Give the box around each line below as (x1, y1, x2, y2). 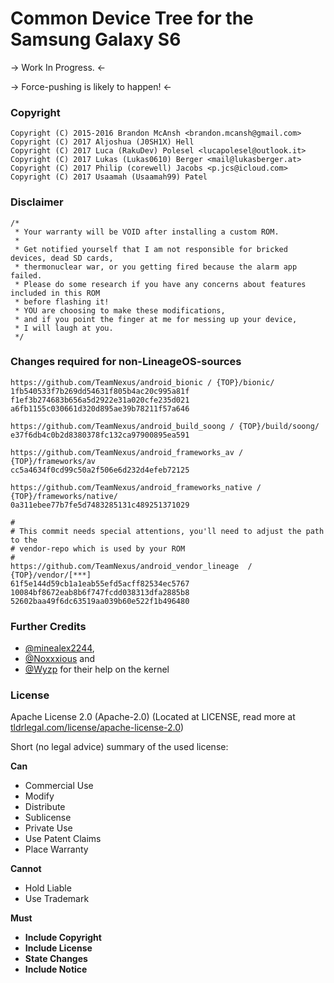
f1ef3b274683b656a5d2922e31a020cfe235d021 (10, 395, 190, 405)
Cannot (10, 863, 42, 875)
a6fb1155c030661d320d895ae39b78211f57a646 (10, 403, 190, 414)
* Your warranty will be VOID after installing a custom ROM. (14, 227, 280, 237)
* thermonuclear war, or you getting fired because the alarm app (14, 262, 298, 272)
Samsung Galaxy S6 (10, 28, 182, 51)
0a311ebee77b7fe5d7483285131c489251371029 (10, 500, 190, 510)
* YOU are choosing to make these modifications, (14, 305, 226, 316)
